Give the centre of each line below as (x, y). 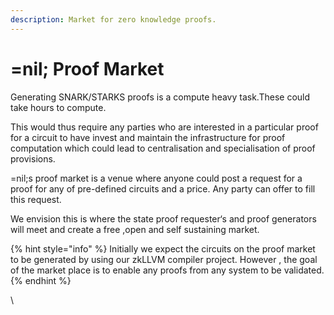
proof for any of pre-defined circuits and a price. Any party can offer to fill (163, 188)
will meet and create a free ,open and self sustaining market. (135, 229)
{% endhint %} (41, 280)
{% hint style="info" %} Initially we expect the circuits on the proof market (163, 248)
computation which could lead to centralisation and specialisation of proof (163, 148)
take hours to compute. (58, 107)
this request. (36, 199)
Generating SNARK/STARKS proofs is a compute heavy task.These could (160, 97)
